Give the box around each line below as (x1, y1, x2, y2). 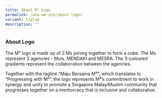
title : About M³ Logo (5, 7, 51, 13)
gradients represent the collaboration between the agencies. (5, 60, 132, 67)
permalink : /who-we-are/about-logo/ (5, 12, 83, 17)
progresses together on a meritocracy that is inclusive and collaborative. (5, 87, 156, 93)
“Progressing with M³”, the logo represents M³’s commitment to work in (5, 76, 154, 82)
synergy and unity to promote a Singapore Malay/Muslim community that (5, 81, 157, 87)
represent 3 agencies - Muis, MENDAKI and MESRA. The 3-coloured (5, 55, 148, 61)
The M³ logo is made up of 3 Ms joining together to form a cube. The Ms (5, 50, 156, 56)
